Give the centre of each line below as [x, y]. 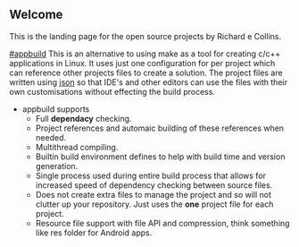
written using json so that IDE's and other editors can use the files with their [149, 82]
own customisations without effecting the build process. [112, 91]
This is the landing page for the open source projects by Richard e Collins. [145, 36]
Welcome [36, 15]
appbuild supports [56, 109]
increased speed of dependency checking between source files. [154, 185]
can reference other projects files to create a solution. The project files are [146, 72]
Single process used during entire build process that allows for [150, 175]
